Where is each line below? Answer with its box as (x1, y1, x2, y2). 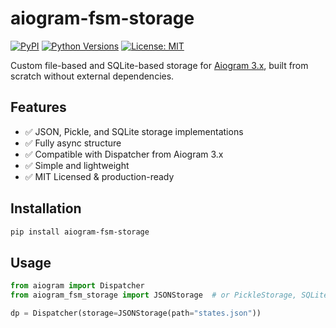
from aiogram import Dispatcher (10, 281, 145, 291)
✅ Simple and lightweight (24, 159, 130, 171)
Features (10, 99, 67, 116)
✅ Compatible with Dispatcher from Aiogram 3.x (24, 148, 224, 160)
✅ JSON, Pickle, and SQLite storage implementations (24, 125, 244, 137)
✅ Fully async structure (24, 137, 122, 149)
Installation (10, 200, 82, 217)
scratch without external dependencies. (10, 70, 175, 82)
